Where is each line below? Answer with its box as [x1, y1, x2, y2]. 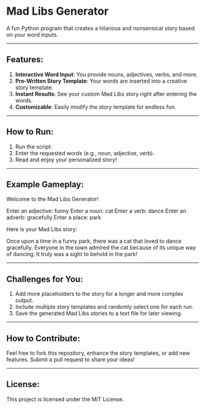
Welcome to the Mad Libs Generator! [6, 196, 99, 203]
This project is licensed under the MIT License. [6, 396, 124, 403]
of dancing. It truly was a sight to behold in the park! [6, 251, 138, 258]
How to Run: [6, 127, 54, 137]
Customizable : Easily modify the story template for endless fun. [15, 103, 176, 111]
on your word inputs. [6, 31, 59, 38]
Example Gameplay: [6, 179, 84, 190]
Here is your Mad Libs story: [6, 226, 77, 233]
